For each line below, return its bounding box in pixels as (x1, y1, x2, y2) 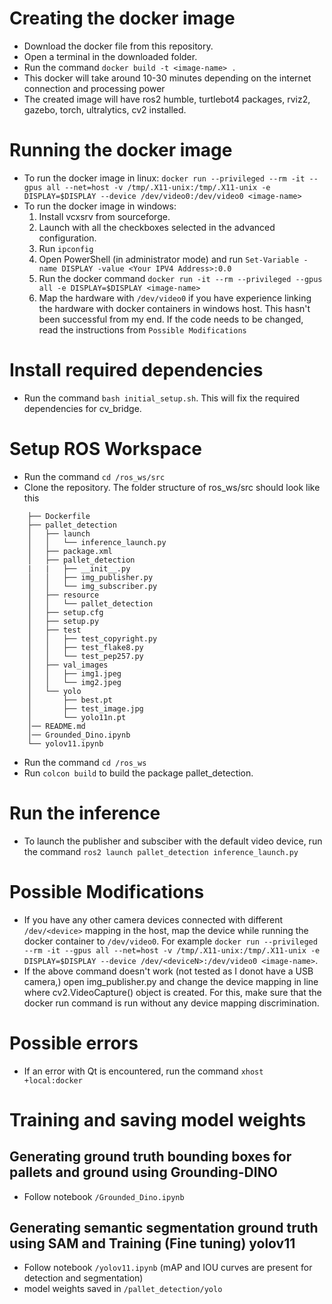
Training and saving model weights (9, 1108, 307, 1131)
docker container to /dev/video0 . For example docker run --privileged (23, 935, 318, 947)
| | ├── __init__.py (27, 563, 131, 574)
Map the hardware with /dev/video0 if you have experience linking (38, 292, 312, 304)
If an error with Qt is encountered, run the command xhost (23, 1065, 264, 1077)
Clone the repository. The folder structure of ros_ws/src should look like (23, 481, 321, 493)
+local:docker (23, 1075, 83, 1086)
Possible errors (9, 1032, 139, 1054)
